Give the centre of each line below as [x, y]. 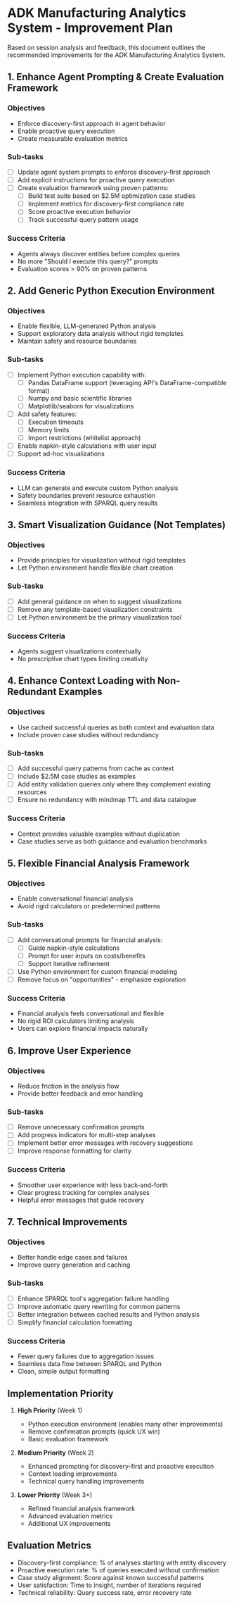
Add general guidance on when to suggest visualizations [99, 601]
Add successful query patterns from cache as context [96, 768]
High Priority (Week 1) [50, 1410]
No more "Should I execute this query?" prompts [87, 261]
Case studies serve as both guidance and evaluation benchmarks [112, 841]
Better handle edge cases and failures [72, 1258]
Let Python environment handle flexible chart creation [95, 568]
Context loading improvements [72, 1474]
